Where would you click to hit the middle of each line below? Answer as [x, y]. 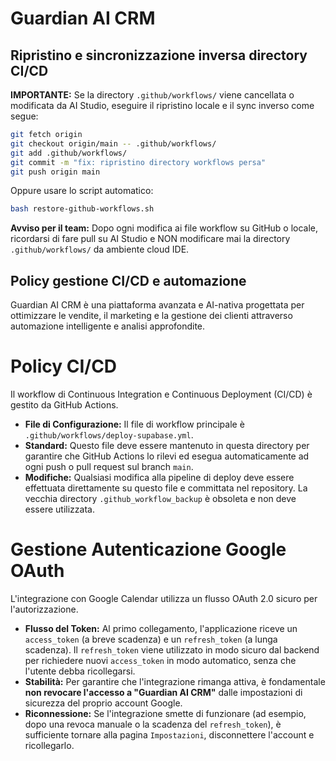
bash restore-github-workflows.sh [82, 209]
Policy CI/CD [64, 366]
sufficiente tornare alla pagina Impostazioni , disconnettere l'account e [169, 734]
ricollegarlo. [49, 745]
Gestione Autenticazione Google [148, 549]
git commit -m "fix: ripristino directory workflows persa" [138, 162]
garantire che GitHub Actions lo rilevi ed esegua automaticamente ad [167, 456]
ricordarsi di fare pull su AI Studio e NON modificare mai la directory [150, 239]
